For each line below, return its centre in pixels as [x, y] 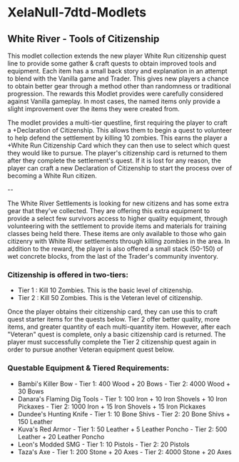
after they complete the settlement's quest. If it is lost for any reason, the [114, 160]
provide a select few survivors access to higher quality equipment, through [118, 219]
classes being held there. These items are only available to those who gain [117, 233]
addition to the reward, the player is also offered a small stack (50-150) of [115, 249]
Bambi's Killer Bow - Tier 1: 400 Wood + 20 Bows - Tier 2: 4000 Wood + [124, 384]
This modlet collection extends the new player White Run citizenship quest [117, 56]
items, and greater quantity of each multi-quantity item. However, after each [119, 327]
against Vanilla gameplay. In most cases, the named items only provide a [114, 101]
